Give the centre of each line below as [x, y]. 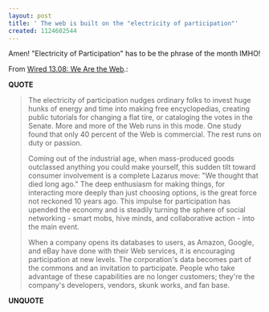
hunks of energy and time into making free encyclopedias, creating [139, 109]
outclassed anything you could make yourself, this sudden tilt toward [142, 167]
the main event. [54, 227]
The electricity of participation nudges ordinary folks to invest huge [139, 101]
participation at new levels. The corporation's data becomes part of [139, 260]
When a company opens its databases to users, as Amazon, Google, [141, 243]
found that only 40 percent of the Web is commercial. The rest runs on [145, 134]
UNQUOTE [26, 301]
